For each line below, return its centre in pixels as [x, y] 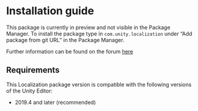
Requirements [33, 70]
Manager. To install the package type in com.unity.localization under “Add [99, 33]
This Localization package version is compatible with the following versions [99, 84]
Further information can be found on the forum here [70, 51]
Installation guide [50, 11]
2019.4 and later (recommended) [55, 102]
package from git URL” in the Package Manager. [65, 40]
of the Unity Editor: [29, 91]
